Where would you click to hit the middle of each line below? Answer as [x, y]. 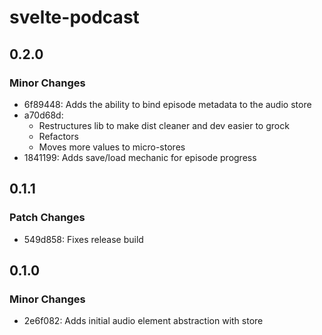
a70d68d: [43, 115]
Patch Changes [47, 218]
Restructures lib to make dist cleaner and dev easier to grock [164, 125]
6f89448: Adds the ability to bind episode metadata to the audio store [167, 104]
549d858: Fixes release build [83, 239]
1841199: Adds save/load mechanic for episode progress [140, 157]
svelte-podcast [74, 17]
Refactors [58, 136]
